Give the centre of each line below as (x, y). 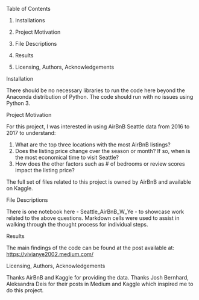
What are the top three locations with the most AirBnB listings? (93, 145)
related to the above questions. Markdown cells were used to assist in (93, 218)
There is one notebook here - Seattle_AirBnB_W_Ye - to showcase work (95, 211)
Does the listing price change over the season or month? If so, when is (103, 151)
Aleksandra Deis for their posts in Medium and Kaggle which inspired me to (100, 284)
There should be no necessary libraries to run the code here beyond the (96, 90)
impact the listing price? (45, 170)
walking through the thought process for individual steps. (77, 224)
